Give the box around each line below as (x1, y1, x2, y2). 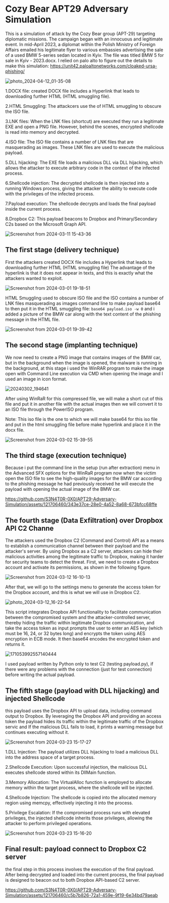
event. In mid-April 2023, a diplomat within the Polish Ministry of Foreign (5, 41, 155, 47)
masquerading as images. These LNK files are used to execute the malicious (5, 144, 164, 150)
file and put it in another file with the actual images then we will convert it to (5, 401, 162, 407)
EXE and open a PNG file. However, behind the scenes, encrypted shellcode (5, 124, 163, 130)
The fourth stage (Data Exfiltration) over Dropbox (5, 516, 163, 525)
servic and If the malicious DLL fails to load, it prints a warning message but (5, 724, 163, 730)
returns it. (5, 641, 26, 647)
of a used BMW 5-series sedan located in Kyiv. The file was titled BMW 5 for (5, 52, 164, 58)
